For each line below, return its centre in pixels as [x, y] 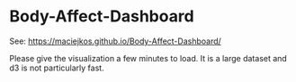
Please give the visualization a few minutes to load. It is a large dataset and [148, 58]
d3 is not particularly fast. [57, 68]
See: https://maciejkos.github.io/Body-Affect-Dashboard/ [116, 41]
